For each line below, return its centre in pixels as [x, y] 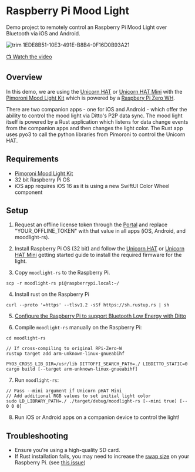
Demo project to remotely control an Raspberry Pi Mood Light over [87, 27]
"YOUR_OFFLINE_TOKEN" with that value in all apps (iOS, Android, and [100, 231]
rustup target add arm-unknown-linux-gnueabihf [65, 354]
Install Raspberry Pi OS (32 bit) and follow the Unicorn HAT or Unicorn [100, 249]
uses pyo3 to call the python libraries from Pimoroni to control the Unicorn [96, 134]
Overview [24, 77]
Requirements [32, 159]
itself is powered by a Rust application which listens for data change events [97, 121]
